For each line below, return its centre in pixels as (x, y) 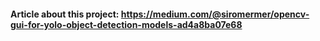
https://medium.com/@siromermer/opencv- (215, 14)
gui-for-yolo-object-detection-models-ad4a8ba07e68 (126, 24)
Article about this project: (65, 14)
